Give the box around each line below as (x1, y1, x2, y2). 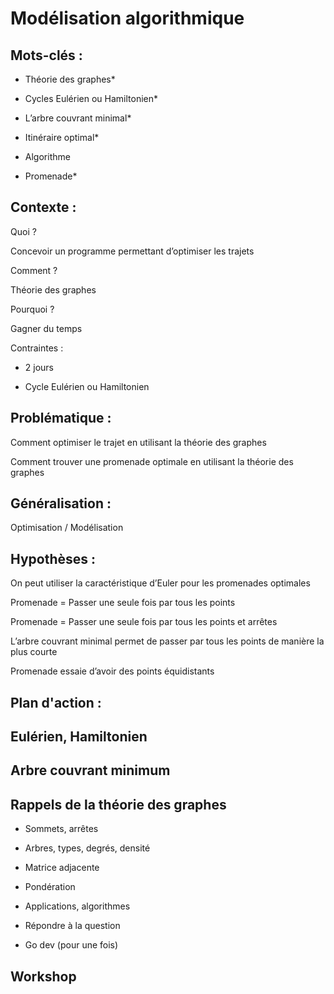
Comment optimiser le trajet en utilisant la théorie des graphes (10, 436, 267, 448)
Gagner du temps (10, 322, 83, 334)
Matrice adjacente (24, 862, 100, 874)
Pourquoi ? (10, 303, 55, 315)
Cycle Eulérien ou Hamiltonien (24, 380, 150, 392)
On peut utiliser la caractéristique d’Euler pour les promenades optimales (10, 577, 311, 589)
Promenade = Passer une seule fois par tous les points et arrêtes (10, 616, 278, 628)
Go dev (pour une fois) (24, 939, 119, 951)
